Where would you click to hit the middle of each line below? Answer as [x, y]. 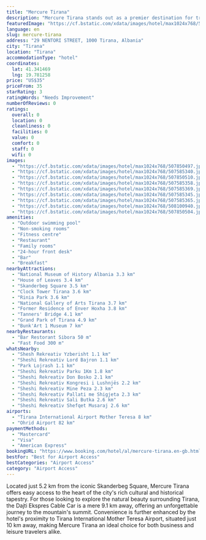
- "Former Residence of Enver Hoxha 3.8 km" [70, 309]
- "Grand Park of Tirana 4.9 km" [55, 320]
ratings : [17, 109]
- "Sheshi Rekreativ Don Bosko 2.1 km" [63, 377]
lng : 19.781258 [31, 75]
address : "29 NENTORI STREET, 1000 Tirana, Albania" [75, 40]
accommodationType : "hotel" [42, 58]
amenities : [20, 218]
